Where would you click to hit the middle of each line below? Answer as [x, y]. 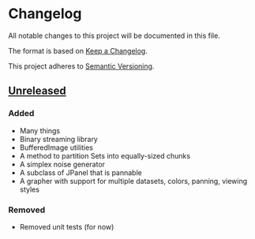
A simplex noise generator [62, 164]
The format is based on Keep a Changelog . [78, 50]
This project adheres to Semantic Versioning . [81, 66]
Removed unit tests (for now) [67, 226]
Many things [40, 130]
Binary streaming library [59, 139]
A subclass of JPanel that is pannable [81, 172]
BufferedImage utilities [56, 148]
